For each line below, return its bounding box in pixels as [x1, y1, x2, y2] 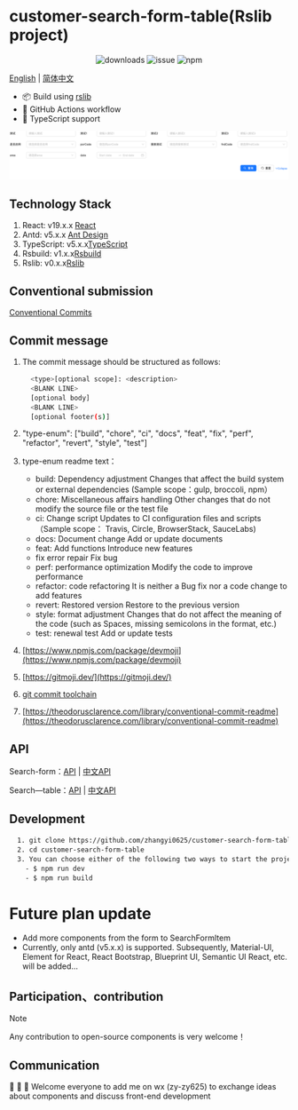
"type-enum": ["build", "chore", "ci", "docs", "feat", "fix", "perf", [21, 428, 255, 439]
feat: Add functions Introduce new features [35, 543, 193, 554]
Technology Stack [9, 196, 112, 211]
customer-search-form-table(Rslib [9, 6, 272, 27]
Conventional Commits [9, 307, 92, 318]
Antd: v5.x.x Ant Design [21, 229, 109, 241]
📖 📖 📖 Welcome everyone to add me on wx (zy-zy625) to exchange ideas [9, 1081, 277, 1091]
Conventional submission [9, 283, 153, 298]
